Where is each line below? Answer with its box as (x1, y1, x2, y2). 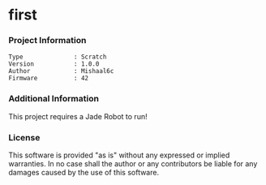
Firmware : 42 (8, 75, 89, 83)
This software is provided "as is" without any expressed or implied (8, 150, 230, 160)
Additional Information (8, 93, 100, 105)
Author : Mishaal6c (8, 67, 114, 75)
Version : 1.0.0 (8, 60, 100, 68)
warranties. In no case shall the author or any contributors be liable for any (8, 159, 258, 169)
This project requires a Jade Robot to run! (8, 111, 148, 121)
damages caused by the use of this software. (8, 168, 160, 178)
